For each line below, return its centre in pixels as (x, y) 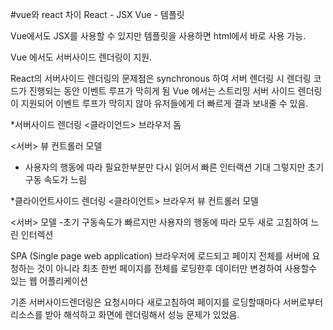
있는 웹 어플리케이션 (49, 281)
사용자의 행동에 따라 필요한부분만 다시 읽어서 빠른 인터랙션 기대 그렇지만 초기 (174, 167)
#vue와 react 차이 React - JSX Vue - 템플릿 (97, 14)
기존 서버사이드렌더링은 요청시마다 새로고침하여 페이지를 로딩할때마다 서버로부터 (167, 302)
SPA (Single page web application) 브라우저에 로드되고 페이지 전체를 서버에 (160, 256)
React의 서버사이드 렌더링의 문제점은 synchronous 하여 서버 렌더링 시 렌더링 (161, 78)
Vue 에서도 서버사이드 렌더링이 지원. (81, 57)
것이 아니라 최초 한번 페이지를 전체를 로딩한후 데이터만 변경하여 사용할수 (177, 268)
